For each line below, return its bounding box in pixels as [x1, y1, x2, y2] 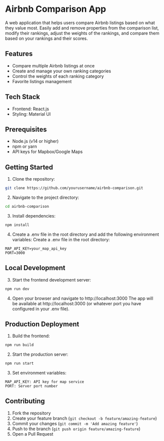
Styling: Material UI [12, 111, 51, 117]
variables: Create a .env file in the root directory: [12, 236, 110, 242]
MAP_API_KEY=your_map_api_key [5, 246, 67, 251]
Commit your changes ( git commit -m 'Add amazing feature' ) [12, 420, 138, 426]
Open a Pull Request [12, 431, 54, 437]
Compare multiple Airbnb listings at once [12, 63, 95, 68]
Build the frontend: [12, 333, 50, 339]
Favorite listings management [12, 78, 72, 84]
